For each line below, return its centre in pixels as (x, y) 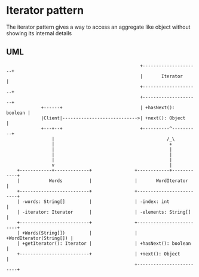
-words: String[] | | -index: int (96, 201)
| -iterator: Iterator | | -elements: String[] (104, 212)
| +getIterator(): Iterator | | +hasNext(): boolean (104, 243)
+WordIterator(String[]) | (40, 238)
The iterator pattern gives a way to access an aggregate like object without (98, 27)
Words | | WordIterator (118, 181)
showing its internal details (39, 33)
